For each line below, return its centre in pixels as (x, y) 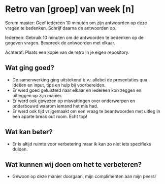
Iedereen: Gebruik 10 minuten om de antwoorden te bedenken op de (74, 37)
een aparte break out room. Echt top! (50, 116)
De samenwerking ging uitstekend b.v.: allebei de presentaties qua (80, 79)
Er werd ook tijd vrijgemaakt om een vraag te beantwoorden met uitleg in (86, 111)
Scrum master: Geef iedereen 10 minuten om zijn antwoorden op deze (76, 23)
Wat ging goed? (30, 68)
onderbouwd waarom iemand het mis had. (55, 106)
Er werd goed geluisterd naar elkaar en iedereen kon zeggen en (77, 90)
